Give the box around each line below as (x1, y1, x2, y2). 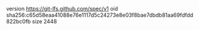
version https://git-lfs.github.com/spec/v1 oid (6, 5, 118, 12)
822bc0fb (6, 18, 31, 25)
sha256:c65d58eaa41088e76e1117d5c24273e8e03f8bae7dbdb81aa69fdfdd (6, 11, 194, 19)
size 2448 (32, 18, 57, 25)
